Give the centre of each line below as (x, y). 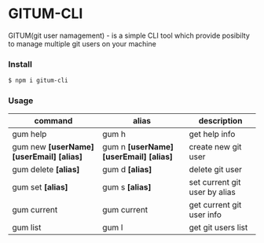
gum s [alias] (126, 187)
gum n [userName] (138, 147)
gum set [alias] (40, 187)
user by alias (212, 192)
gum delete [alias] (46, 170)
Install (20, 64)
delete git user (215, 170)
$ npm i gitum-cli (38, 81)
